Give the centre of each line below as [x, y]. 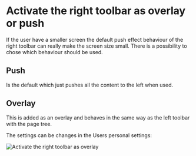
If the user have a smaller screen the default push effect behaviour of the [95, 39]
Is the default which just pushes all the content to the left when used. [90, 85]
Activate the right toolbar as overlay [96, 11]
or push [25, 23]
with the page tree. [29, 124]
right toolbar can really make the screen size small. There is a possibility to [97, 46]
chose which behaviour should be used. [54, 52]
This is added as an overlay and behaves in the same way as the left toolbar [98, 117]
